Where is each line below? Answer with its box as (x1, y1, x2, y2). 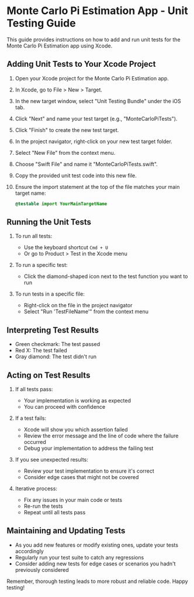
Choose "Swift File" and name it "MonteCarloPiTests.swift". (15, 160, 158, 168)
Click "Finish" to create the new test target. (15, 126, 119, 133)
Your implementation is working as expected (23, 397, 131, 404)
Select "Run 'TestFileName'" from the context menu (23, 308, 148, 315)
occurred (23, 439, 46, 446)
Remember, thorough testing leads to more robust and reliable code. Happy (6, 578, 189, 585)
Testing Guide (6, 16, 76, 30)
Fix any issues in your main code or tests (23, 497, 122, 504)
